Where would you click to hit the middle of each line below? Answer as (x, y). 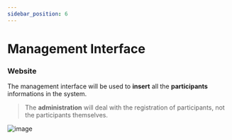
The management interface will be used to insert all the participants (107, 86)
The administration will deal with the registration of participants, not (125, 107)
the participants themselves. (66, 115)
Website (22, 71)
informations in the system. (47, 94)
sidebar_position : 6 (38, 14)
